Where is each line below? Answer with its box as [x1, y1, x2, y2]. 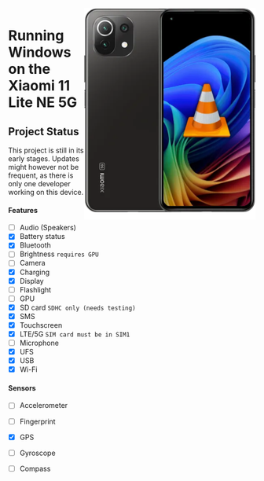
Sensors [8, 383, 37, 392]
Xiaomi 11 [8, 77, 71, 95]
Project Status [8, 125, 80, 138]
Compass [19, 464, 51, 473]
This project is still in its [8, 145, 84, 155]
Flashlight [19, 285, 52, 294]
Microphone [19, 338, 59, 348]
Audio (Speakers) [19, 223, 77, 233]
